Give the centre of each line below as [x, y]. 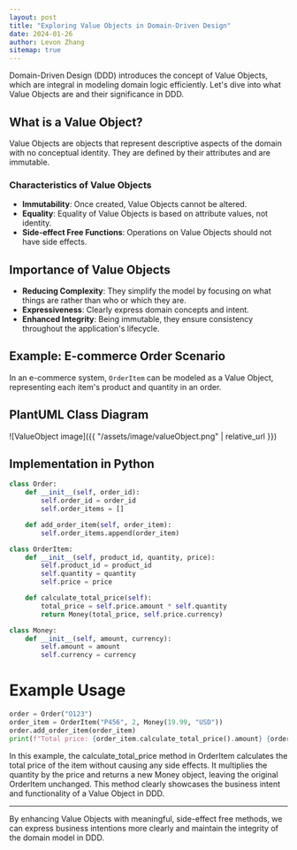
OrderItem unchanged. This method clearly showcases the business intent [145, 784]
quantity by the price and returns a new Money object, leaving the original [144, 774]
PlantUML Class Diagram [79, 415]
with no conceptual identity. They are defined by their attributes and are [140, 152]
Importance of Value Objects [90, 269]
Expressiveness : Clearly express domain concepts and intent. [135, 310]
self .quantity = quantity [89, 574]
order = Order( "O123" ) [51, 714]
